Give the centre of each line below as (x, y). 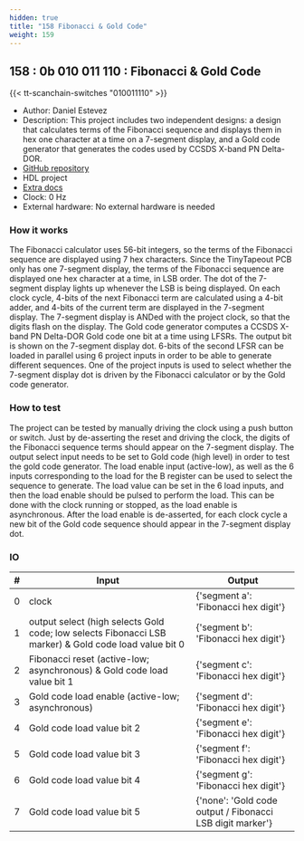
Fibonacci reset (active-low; (89, 659)
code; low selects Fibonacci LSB (97, 633)
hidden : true (34, 18)
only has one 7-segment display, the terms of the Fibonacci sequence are (147, 269)
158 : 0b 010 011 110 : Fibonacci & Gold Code (135, 71)
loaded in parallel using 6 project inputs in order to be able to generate (141, 356)
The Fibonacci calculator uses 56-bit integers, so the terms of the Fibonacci (151, 250)
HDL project (45, 178)
